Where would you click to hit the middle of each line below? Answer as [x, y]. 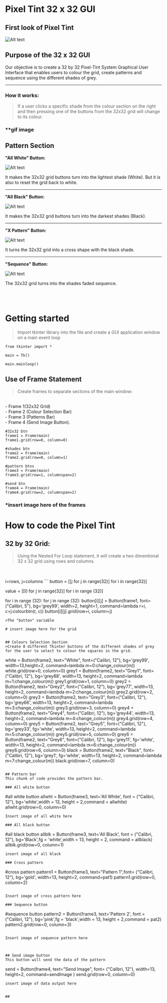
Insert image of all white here [39, 816]
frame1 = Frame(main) [28, 435]
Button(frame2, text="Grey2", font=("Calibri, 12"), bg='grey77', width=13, [80, 687]
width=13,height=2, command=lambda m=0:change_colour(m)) [70, 665]
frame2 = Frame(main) [28, 453]
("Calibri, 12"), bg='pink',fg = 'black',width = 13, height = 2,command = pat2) [83, 919]
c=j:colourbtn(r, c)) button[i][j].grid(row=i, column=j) [59, 611]
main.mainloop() [22, 364]
